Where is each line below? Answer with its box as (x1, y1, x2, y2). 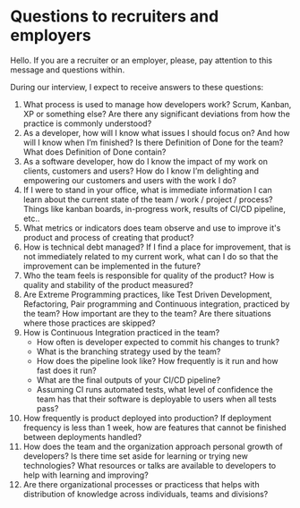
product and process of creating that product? (22, 232, 194, 242)
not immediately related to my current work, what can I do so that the (22, 250, 279, 261)
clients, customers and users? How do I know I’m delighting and (22, 165, 259, 176)
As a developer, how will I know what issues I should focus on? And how (22, 127, 290, 138)
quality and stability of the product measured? (22, 279, 193, 290)
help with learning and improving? (22, 470, 149, 480)
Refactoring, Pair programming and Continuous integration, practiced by (22, 298, 290, 309)
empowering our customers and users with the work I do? (22, 174, 236, 185)
